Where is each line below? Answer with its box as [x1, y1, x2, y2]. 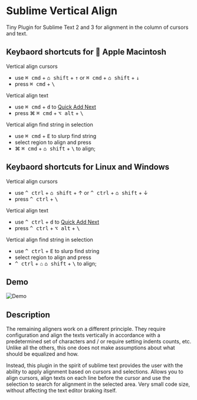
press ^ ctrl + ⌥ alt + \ [14, 224, 80, 231]
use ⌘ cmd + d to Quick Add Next [14, 103, 96, 110]
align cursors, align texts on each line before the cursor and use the [6, 375, 170, 382]
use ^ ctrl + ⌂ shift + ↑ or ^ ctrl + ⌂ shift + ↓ [14, 189, 149, 196]
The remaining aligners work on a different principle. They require [6, 326, 166, 333]
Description [6, 310, 50, 320]
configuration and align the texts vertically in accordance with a [6, 332, 160, 339]
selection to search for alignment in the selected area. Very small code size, [6, 381, 191, 388]
